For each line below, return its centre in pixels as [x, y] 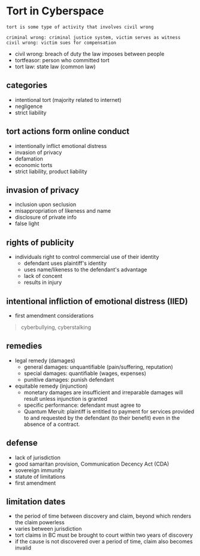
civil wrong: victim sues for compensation [61, 43]
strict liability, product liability [51, 171]
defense [22, 443]
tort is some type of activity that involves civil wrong [80, 27]
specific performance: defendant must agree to [82, 405]
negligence [29, 106]
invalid [23, 548]
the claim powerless [40, 522]
